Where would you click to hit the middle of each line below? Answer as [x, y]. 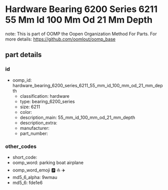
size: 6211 [30, 107]
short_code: [25, 157]
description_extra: [39, 123]
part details [24, 55]
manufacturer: [35, 128]
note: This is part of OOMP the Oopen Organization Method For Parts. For [81, 34]
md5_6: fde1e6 [27, 182]
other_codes [21, 146]
